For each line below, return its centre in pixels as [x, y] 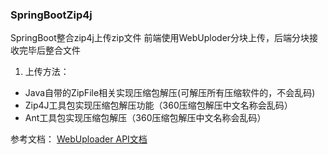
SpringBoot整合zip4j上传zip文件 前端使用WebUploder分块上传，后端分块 [160, 38]
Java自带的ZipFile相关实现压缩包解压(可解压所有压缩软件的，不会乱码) [170, 93]
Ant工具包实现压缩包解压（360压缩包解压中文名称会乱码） [145, 118]
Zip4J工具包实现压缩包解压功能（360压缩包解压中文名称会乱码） [158, 105]
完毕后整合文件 [49, 50]
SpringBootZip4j [51, 15]
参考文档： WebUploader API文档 [79, 139]
